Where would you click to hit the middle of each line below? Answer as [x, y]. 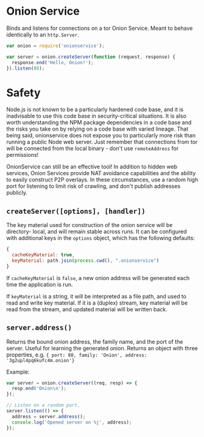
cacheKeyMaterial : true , [43, 255]
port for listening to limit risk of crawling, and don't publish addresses [93, 186]
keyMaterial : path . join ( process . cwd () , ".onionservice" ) [86, 261]
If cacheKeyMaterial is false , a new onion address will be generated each [98, 278]
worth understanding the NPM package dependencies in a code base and [99, 123]
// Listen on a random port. [43, 405]
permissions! [23, 155]
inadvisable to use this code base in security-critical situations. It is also [97, 116]
